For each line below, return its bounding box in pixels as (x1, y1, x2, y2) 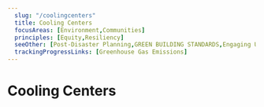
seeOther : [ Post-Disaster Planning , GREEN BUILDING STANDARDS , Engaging (14, 41, 251, 49)
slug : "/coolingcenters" (14, 11, 96, 20)
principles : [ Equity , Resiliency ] (14, 33, 125, 42)
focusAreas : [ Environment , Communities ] (14, 26, 146, 34)
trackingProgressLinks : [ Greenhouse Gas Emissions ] (14, 48, 188, 56)
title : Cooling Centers (14, 19, 92, 27)
